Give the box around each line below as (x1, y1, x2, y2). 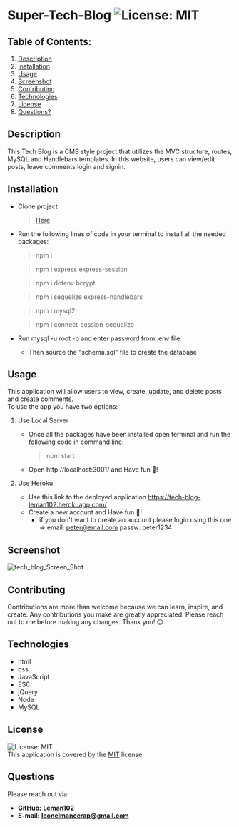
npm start (46, 452, 75, 460)
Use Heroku (17, 479, 54, 488)
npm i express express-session (35, 265, 128, 273)
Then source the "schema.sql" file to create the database (28, 347, 198, 356)
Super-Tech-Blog (7, 7, 112, 24)
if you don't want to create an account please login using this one (39, 516, 232, 524)
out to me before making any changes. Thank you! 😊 (7, 618, 164, 626)
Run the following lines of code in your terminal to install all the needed (17, 229, 226, 238)
